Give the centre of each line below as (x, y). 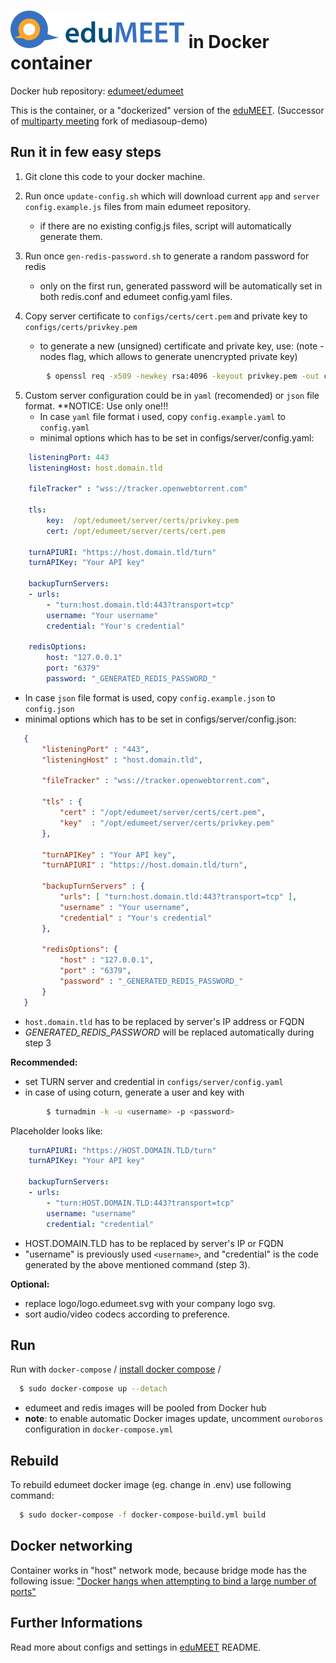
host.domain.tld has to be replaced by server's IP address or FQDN (164, 1021)
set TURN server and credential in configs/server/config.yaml (154, 1081)
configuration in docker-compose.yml (99, 1429)
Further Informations (76, 1623)
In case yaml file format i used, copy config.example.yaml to (163, 416)
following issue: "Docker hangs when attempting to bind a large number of (163, 1581)
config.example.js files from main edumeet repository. (138, 206)
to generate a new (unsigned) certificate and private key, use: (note (178, 346)
